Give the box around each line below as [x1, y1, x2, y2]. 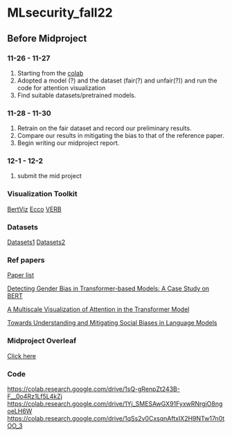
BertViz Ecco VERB [7, 204, 62, 213]
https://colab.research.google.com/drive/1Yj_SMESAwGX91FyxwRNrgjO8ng [7, 399, 223, 408]
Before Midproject [7, 33, 87, 44]
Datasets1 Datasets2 [7, 238, 66, 247]
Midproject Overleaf [7, 336, 77, 346]
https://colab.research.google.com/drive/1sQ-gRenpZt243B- [7, 385, 180, 393]
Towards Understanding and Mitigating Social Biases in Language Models [7, 319, 217, 327]
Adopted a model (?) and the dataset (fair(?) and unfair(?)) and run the [17, 76, 217, 85]
